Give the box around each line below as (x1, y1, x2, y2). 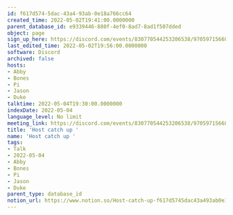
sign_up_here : (7, 36, 49, 43)
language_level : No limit (7, 113, 82, 120)
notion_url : (7, 197, 42, 205)
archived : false (7, 55, 54, 62)
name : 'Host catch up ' (7, 132, 76, 139)
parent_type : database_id (7, 191, 82, 198)
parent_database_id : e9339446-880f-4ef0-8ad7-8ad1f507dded (7, 23, 182, 30)
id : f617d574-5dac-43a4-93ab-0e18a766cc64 (7, 10, 132, 17)
